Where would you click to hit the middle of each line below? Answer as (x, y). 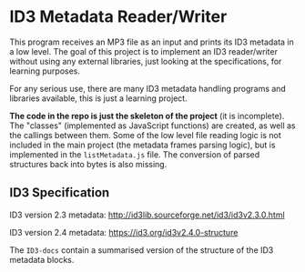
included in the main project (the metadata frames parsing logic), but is (142, 145)
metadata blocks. (42, 259)
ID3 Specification (60, 193)
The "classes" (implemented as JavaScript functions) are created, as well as (152, 126)
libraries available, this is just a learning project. (99, 98)
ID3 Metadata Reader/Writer (118, 17)
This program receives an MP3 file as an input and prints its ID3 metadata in (152, 42)
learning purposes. (45, 71)
